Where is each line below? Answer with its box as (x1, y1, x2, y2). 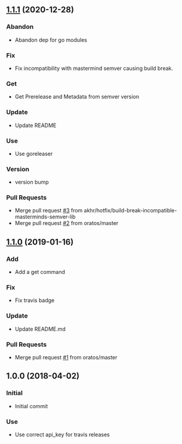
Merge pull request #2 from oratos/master (14, 220, 119, 227)
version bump (14, 178, 49, 186)
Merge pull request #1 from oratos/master (14, 354, 118, 361)
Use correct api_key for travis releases (14, 431, 110, 438)
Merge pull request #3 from (14, 207, 83, 214)
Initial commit (14, 402, 48, 409)
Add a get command (14, 269, 66, 276)
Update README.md (14, 325, 66, 332)
